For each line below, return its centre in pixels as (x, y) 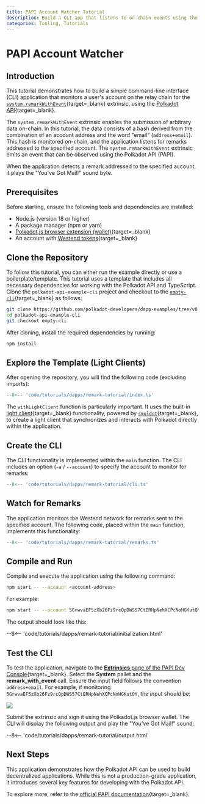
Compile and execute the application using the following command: (91, 576)
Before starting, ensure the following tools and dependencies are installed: (100, 207)
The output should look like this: (46, 622)
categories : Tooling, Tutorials (47, 23)
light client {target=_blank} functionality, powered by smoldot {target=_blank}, (102, 413)
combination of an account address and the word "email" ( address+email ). (99, 135)
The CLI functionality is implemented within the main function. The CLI (94, 460)
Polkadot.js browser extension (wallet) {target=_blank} (83, 232)
